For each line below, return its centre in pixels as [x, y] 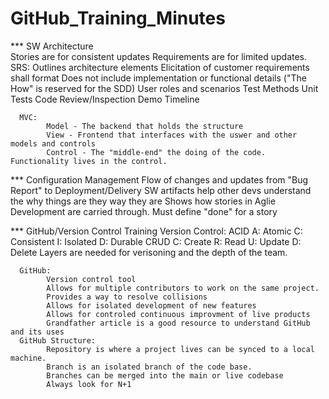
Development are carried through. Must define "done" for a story [144, 211]
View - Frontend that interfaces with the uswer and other [172, 135]
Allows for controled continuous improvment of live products [178, 314]
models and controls [53, 143]
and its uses [37, 332]
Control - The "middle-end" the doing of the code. [156, 152]
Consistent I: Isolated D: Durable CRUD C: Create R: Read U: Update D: [156, 241]
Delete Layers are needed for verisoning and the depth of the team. [149, 252]
